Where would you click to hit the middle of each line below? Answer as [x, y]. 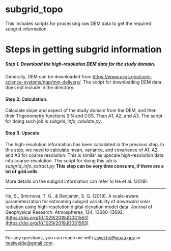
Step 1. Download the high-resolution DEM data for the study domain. [80, 64]
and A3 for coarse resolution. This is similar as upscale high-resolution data [84, 155]
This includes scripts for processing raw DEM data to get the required [78, 23]
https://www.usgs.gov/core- [122, 77]
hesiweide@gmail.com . [30, 243]
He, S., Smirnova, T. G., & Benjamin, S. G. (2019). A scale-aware [72, 196]
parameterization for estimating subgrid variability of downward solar [78, 201]
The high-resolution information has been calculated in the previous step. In [85, 144]
